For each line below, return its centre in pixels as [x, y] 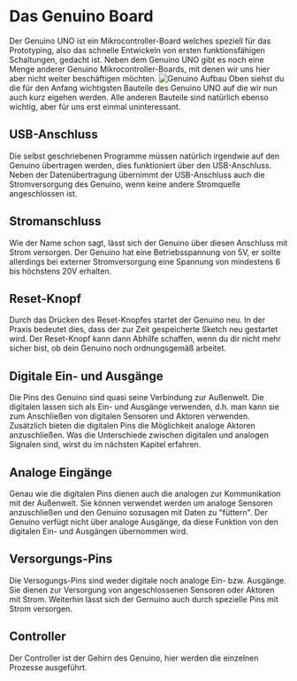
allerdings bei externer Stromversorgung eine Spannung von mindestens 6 [145, 261]
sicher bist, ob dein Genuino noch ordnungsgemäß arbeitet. [118, 348]
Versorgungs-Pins [61, 559]
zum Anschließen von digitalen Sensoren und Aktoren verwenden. [129, 416]
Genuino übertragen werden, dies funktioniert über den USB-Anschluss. [141, 165]
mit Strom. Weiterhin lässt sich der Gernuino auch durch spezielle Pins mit [144, 599]
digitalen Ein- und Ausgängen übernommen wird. [99, 531]
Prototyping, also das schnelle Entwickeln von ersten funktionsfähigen [137, 50]
